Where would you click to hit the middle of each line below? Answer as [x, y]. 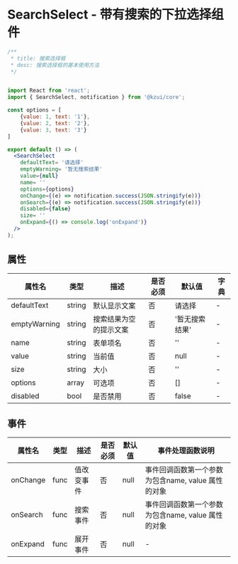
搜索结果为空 [114, 319]
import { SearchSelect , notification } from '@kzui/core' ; [96, 97]
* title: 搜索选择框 [38, 58]
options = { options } [47, 189]
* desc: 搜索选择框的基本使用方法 [55, 65]
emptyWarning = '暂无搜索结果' [61, 169]
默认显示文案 [114, 305]
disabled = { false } [46, 209]
